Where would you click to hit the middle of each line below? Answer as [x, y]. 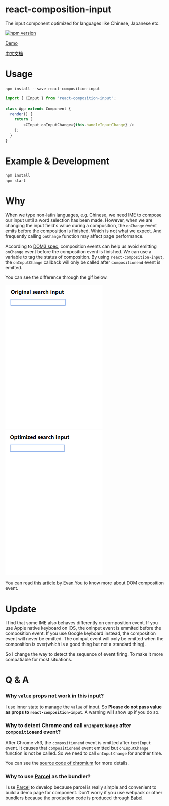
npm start [16, 181]
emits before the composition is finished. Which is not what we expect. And [84, 231]
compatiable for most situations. [39, 660]
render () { [21, 114]
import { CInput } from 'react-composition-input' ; [61, 98]
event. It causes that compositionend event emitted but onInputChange [77, 748]
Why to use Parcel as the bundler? [48, 777]
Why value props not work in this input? [55, 696]
